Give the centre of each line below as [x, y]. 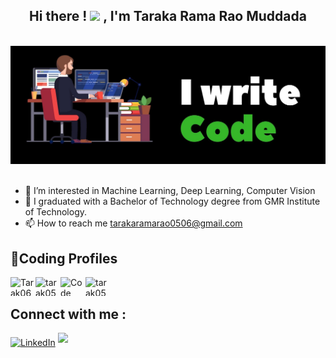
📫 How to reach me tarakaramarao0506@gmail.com [133, 223]
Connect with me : [68, 314]
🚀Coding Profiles [64, 258]
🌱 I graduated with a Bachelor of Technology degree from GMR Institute [172, 201]
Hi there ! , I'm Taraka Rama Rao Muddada [168, 16]
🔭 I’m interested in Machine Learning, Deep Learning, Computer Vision [170, 191]
